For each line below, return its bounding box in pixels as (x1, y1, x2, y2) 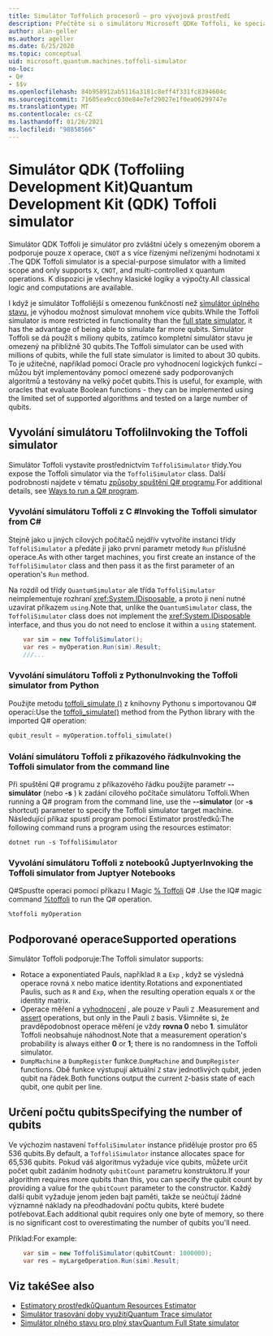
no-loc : (8, 65, 35, 73)
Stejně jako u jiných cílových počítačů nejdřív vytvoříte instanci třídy (8, 535, 236, 544)
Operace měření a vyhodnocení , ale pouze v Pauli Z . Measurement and (19, 1004, 260, 1014)
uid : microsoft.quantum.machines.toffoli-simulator (8, 58, 187, 66)
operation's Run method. (8, 569, 89, 578)
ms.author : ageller (8, 34, 75, 43)
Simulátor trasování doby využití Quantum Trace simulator (19, 1309, 213, 1319)
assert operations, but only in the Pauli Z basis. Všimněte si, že (19, 1013, 229, 1022)
